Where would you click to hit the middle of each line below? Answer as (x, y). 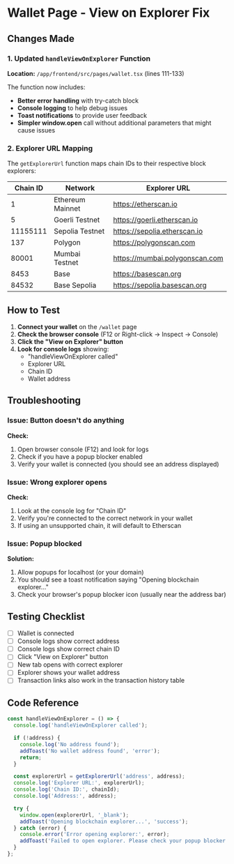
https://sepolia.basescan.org (160, 285)
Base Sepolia (75, 285)
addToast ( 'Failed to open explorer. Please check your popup (110, 841)
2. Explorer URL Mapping (50, 148)
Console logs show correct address (68, 641)
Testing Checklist (46, 616)
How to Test (34, 310)
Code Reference (43, 703)
